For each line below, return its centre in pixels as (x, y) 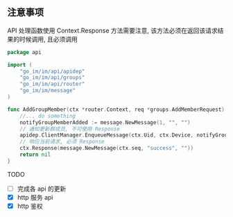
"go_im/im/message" (48, 91)
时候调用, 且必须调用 (48, 39)
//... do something (48, 116)
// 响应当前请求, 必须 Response (62, 142)
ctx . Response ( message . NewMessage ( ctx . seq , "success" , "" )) (107, 148)
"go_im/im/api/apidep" (52, 71)
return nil (35, 155)
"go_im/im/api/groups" (52, 78)
